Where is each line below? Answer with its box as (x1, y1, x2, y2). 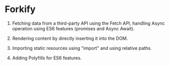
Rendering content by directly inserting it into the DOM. (12, 35, 128, 41)
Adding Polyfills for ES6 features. (12, 54, 82, 61)
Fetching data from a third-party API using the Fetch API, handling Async (12, 20, 165, 26)
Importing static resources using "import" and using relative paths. (12, 45, 152, 51)
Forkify (5, 4, 36, 15)
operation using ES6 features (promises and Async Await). (12, 25, 135, 31)
